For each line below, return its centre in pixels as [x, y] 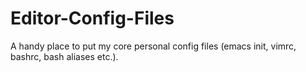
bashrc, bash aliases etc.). [64, 56]
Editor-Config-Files [92, 18]
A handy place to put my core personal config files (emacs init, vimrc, [153, 46]
